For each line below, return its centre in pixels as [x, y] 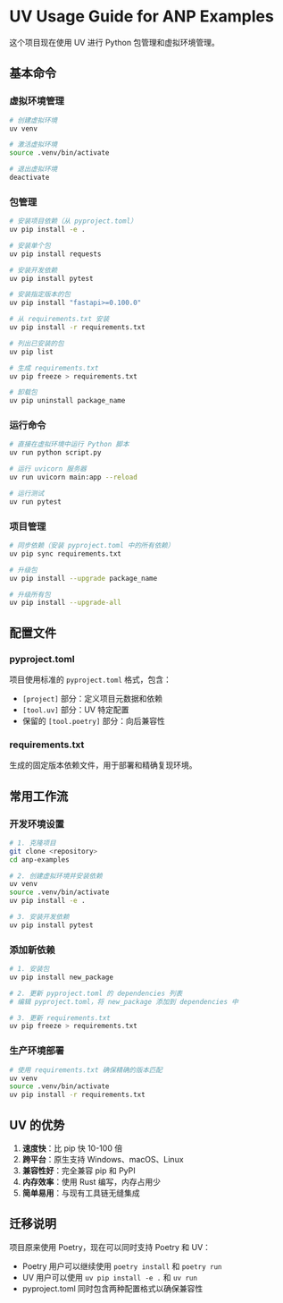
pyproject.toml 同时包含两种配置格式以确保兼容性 [112, 1288]
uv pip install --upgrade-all [66, 603]
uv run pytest [36, 502]
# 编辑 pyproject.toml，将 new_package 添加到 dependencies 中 [124, 1001]
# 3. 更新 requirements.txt [60, 1018]
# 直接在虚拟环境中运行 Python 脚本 [69, 445]
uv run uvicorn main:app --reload [74, 477]
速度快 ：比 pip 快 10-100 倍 [72, 1148]
